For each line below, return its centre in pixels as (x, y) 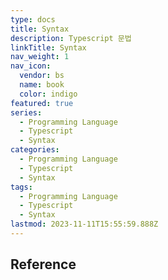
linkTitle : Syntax (48, 47)
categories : (35, 150)
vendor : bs (42, 76)
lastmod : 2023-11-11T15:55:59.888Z (84, 224)
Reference (43, 264)
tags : (21, 187)
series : (26, 112)
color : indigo (48, 94)
